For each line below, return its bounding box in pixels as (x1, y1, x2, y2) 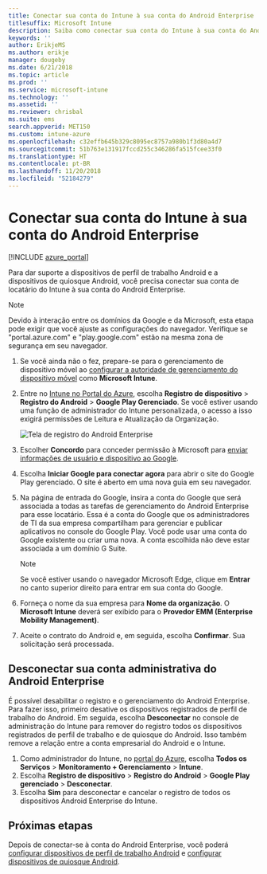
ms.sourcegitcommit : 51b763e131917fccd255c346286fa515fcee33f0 (8, 145, 222, 153)
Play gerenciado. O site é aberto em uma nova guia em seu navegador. (19, 477, 252, 487)
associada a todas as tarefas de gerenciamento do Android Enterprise (19, 501, 249, 511)
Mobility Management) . (19, 615, 99, 625)
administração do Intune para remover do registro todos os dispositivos (8, 721, 242, 731)
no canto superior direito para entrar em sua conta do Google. (19, 582, 223, 592)
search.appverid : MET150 (8, 123, 91, 131)
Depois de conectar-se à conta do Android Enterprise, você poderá (8, 840, 229, 849)
